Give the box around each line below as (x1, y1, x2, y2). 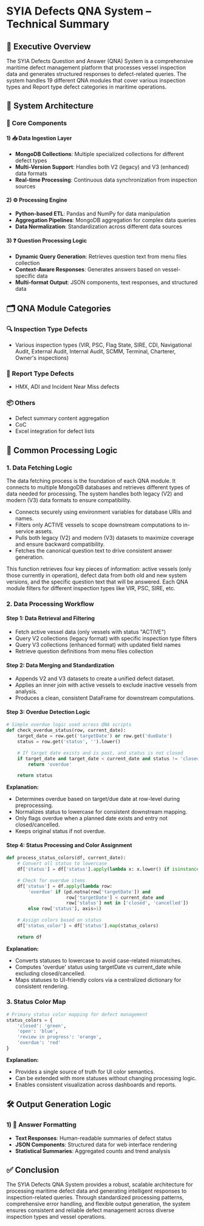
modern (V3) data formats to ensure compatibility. (6, 496, 132, 503)
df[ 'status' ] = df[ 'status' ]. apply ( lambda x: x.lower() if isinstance (17, 867, 200, 873)
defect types (15, 157, 47, 164)
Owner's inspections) (15, 354, 69, 361)
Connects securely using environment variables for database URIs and (15, 508, 192, 516)
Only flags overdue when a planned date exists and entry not (15, 815, 168, 822)
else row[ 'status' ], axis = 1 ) (28, 906, 102, 912)
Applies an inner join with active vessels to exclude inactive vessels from (15, 681, 197, 689)
